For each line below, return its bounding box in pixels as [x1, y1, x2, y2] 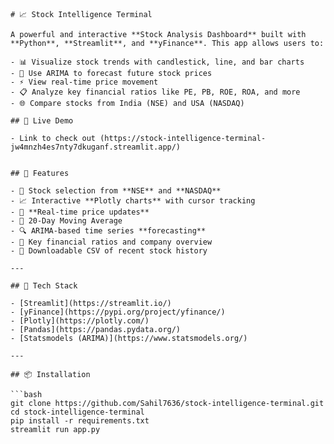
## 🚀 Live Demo [10, 116, 74, 126]
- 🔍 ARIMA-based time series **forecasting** [10, 226, 207, 236]
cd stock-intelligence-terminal [10, 407, 145, 417]
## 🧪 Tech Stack [10, 281, 78, 291]
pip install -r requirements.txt [10, 416, 150, 426]
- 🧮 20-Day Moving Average [10, 216, 123, 226]
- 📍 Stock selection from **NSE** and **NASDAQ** [10, 186, 222, 196]
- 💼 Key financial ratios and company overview [10, 237, 213, 247]
